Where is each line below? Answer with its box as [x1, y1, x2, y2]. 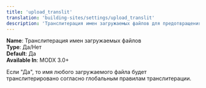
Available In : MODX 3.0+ [6, 56, 69, 64]
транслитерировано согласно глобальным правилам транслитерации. [6, 75, 192, 82]
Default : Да [6, 50, 37, 57]
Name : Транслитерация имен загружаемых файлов [6, 37, 142, 45]
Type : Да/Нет [6, 43, 42, 51]
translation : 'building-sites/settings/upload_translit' [6, 15, 155, 21]
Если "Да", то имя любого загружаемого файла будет [6, 68, 147, 76]
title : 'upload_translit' [6, 9, 72, 15]
